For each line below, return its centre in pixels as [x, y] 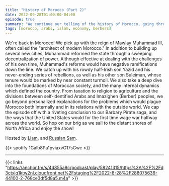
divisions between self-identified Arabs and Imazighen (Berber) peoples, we [84, 97]
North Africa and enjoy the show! [39, 128]
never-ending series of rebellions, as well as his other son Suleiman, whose [83, 75]
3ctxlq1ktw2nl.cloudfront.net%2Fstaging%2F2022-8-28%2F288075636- [81, 173]
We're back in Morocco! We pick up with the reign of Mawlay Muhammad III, [84, 43]
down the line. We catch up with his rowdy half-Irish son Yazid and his [78, 70]
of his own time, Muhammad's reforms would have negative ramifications [81, 64]
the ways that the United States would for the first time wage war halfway [81, 118]
